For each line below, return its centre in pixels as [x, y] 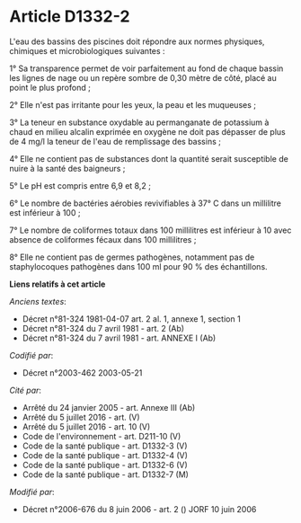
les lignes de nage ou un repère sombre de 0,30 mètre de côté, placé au [143, 77]
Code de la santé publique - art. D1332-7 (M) [105, 474]
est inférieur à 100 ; [45, 212]
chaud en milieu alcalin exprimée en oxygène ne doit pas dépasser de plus [147, 131]
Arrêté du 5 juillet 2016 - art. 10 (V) [86, 426]
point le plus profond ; [50, 87]
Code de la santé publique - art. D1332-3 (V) [105, 446]
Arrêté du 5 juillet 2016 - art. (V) [81, 417]
